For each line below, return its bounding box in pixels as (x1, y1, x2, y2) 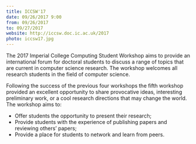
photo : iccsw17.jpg (6, 36, 54, 42)
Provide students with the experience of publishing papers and (14, 119, 168, 125)
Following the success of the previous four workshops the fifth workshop (6, 82, 184, 89)
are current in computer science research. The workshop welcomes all (6, 65, 178, 71)
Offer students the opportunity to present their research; (14, 112, 152, 119)
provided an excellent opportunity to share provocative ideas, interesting (6, 89, 182, 95)
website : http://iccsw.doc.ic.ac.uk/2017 (6, 31, 109, 36)
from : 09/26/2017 (6, 19, 49, 25)
